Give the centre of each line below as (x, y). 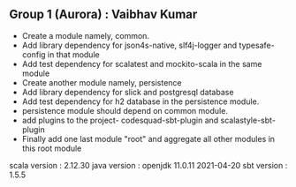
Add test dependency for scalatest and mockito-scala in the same (142, 64)
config (34, 54)
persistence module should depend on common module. (125, 110)
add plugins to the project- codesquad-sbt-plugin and (120, 120)
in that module (73, 54)
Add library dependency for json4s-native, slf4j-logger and (129, 45)
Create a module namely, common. (86, 35)
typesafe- (257, 45)
